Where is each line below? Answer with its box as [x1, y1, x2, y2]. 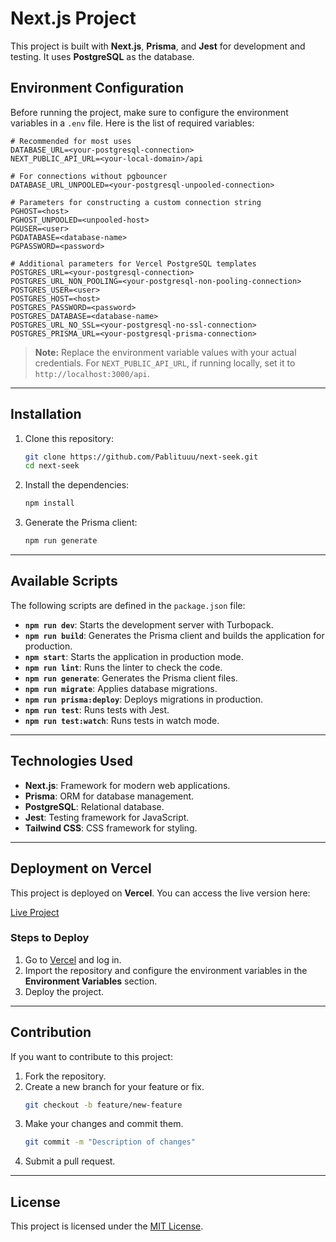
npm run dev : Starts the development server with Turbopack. [24, 618, 274, 631]
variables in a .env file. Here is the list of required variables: [10, 117, 255, 129]
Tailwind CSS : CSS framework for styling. [24, 822, 198, 834]
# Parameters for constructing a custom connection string [10, 197, 262, 207]
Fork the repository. [24, 1070, 107, 1082]
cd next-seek [24, 461, 80, 471]
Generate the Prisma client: [24, 517, 138, 529]
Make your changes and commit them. [24, 1118, 184, 1130]
